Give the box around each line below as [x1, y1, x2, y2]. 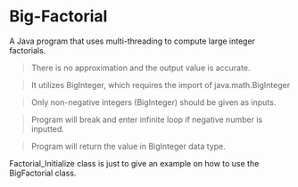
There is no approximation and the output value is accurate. [30, 62, 251, 73]
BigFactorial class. [9, 167, 77, 178]
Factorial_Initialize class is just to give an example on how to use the [9, 158, 260, 168]
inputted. [30, 123, 65, 134]
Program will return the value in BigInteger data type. [30, 141, 226, 151]
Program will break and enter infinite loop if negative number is [30, 114, 263, 125]
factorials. [9, 45, 46, 55]
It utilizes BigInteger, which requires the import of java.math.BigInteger [30, 79, 291, 90]
